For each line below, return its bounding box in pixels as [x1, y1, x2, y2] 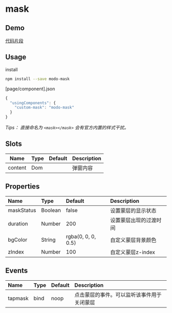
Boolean [40, 206, 61, 214]
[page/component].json [5, 86, 55, 92]
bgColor [8, 236, 28, 243]
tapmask [8, 295, 29, 302]
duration [8, 220, 28, 227]
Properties [5, 182, 40, 191]
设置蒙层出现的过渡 [110, 216, 157, 223]
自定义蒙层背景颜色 [110, 236, 157, 243]
